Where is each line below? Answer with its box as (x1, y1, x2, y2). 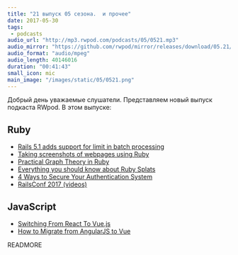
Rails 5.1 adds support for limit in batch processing (17, 142, 164, 151)
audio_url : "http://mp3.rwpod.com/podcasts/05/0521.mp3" (7, 37, 179, 44)
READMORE (7, 241, 42, 249)
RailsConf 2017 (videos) (17, 180, 87, 188)
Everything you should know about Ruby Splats (17, 165, 156, 174)
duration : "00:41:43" (7, 63, 72, 70)
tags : (7, 23, 23, 30)
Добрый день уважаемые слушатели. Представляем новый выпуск (7, 96, 212, 104)
